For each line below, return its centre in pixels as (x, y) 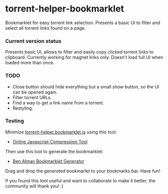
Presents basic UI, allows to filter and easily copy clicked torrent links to (79, 52)
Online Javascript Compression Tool (50, 142)
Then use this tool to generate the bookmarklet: (54, 151)
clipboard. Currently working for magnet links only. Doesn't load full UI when (84, 57)
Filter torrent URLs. (32, 97)
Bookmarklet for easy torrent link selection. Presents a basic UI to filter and (83, 23)
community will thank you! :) (34, 186)
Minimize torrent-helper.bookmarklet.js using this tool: (61, 132)
